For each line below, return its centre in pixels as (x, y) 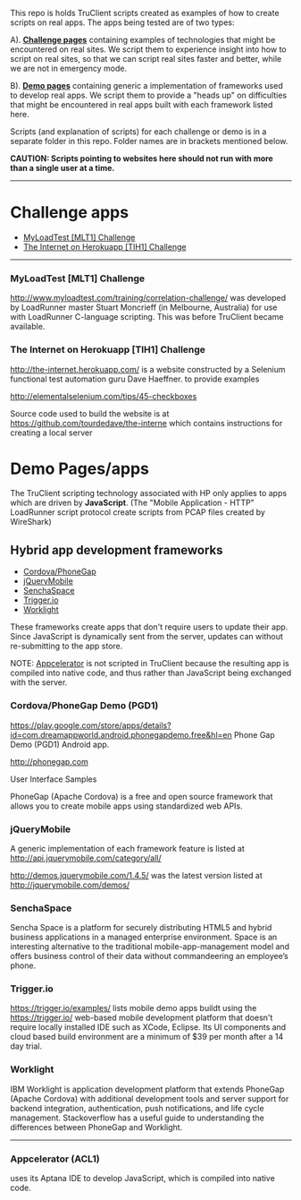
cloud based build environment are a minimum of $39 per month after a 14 (147, 1037)
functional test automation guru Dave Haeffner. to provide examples (135, 379)
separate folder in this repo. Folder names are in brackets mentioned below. (149, 141)
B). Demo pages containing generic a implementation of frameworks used (147, 86)
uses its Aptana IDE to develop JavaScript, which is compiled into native (142, 1179)
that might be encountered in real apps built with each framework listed (142, 105)
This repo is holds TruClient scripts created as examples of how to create (145, 13)
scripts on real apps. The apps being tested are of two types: (122, 22)
